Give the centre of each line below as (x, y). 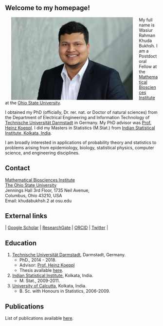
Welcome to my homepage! (47, 8)
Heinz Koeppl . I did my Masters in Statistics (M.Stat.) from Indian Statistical (80, 128)
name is (147, 25)
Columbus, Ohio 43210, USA (34, 195)
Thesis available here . (41, 270)
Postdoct (148, 56)
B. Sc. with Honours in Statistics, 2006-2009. (65, 291)
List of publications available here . (39, 318)
